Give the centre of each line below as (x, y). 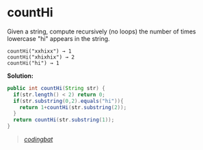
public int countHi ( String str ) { (56, 88)
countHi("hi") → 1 (33, 63)
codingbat (38, 139)
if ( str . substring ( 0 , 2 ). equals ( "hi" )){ (69, 101)
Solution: (21, 76)
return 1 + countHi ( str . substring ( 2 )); (73, 107)
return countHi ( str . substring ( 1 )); (64, 120)
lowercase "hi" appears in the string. (59, 38)
